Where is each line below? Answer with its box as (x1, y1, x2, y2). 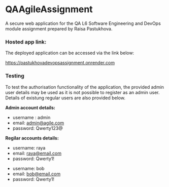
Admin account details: (5, 104, 56, 110)
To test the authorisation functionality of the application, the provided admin (5, 84, 164, 90)
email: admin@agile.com (12, 120, 64, 126)
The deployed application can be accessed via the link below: (5, 50, 134, 56)
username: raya (12, 144, 46, 151)
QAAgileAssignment (5, 4, 93, 15)
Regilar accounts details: (5, 135, 59, 141)
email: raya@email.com (12, 150, 62, 156)
